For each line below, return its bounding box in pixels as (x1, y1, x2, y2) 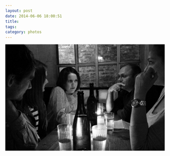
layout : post (5, 8, 33, 13)
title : (5, 19, 19, 24)
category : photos (5, 29, 42, 35)
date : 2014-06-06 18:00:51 (5, 13, 62, 19)
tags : (5, 24, 17, 29)
